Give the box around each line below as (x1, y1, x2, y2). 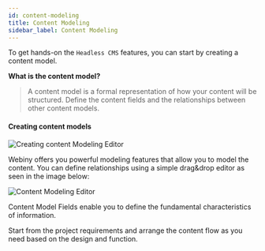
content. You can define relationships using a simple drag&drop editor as (8, 163, 245, 172)
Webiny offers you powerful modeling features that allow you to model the (8, 155, 249, 164)
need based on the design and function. (8, 234, 138, 243)
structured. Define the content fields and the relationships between (27, 96, 246, 105)
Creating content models (8, 122, 92, 131)
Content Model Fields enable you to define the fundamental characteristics (8, 202, 252, 212)
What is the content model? (8, 72, 101, 81)
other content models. (27, 103, 100, 113)
